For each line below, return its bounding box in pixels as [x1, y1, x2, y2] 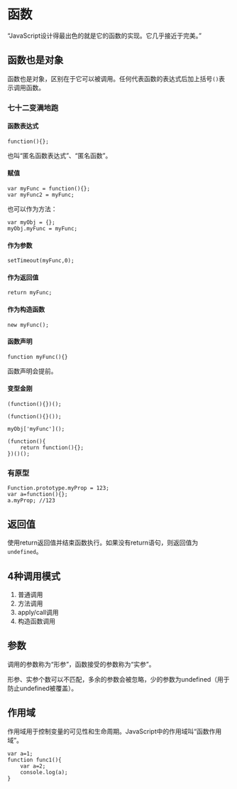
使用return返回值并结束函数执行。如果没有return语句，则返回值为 [7, 538, 199, 547]
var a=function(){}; [7, 491, 69, 498]
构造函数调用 [17, 617, 55, 626]
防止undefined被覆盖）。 [7, 684, 78, 692]
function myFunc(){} [7, 353, 69, 360]
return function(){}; [20, 444, 84, 451]
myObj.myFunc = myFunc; [7, 225, 78, 232]
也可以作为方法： [7, 205, 57, 213]
